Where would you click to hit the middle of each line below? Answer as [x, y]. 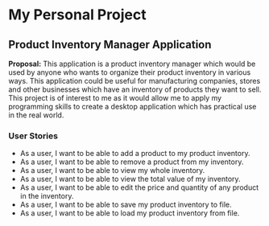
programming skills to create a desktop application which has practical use [132, 107]
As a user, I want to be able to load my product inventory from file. [130, 213]
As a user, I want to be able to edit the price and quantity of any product [139, 187]
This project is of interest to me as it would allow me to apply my [115, 98]
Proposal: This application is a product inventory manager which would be [132, 64]
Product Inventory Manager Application [110, 45]
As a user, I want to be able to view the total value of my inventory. [130, 179]
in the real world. [36, 115]
